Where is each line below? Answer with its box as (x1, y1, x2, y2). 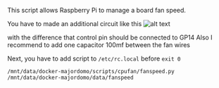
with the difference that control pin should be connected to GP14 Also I (7, 33, 213, 42)
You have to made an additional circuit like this (7, 20, 142, 27)
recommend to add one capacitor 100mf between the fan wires (7, 41, 190, 49)
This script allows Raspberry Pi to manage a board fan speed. (7, 6, 187, 14)
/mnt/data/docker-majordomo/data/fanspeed (7, 74, 134, 81)
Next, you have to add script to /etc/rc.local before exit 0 (7, 54, 181, 63)
